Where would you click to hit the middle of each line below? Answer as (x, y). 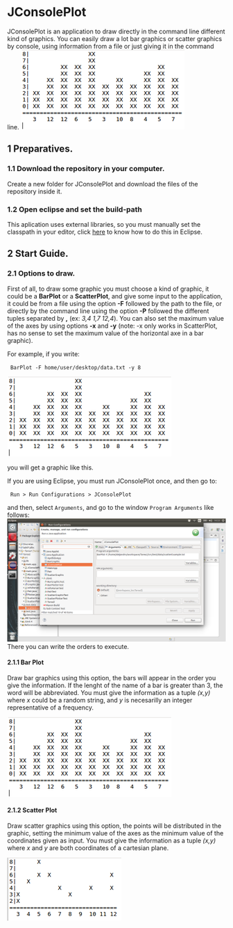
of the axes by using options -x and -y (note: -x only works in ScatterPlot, (112, 326)
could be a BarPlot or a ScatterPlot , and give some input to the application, (115, 296)
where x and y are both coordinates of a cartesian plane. (88, 848)
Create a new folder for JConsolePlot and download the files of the (103, 184)
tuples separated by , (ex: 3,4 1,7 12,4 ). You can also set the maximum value (115, 318)
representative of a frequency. (50, 707)
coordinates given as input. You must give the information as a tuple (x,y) (112, 841)
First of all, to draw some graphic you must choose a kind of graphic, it (108, 289)
